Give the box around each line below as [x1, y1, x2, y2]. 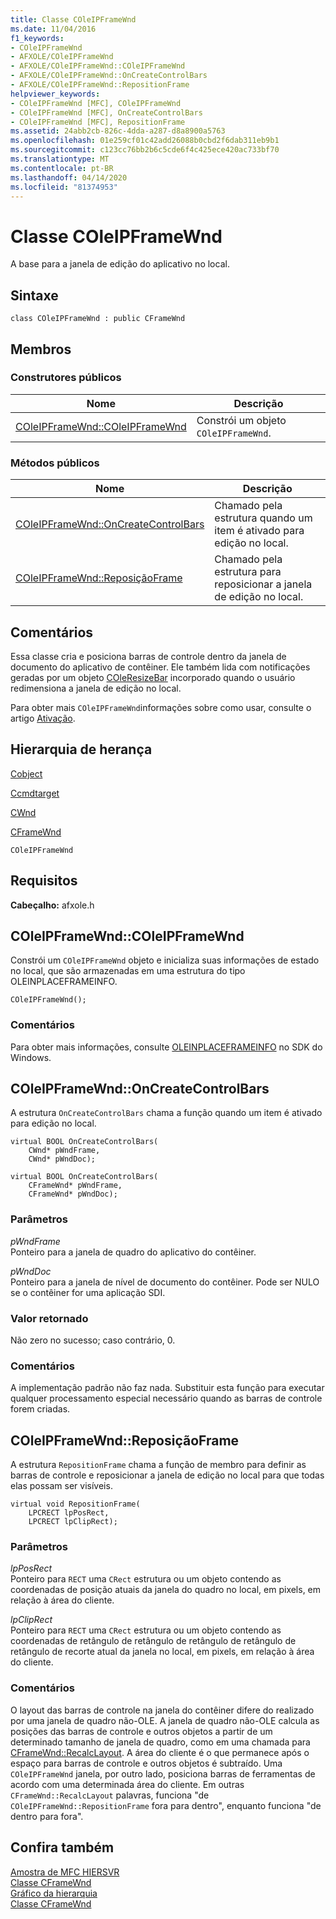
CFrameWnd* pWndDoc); [28, 1189, 118, 1200]
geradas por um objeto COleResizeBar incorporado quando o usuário [10, 671, 296, 683]
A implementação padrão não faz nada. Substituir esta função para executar [10, 1382, 325, 1394]
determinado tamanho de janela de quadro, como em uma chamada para [10, 1736, 311, 1748]
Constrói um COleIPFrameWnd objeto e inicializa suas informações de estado [10, 954, 320, 966]
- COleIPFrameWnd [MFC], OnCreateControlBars [10, 107, 203, 118]
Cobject [10, 767, 43, 780]
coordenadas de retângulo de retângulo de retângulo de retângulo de [10, 1635, 297, 1647]
